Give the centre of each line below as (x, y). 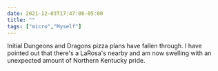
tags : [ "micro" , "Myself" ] (44, 26)
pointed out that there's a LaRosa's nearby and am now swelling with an (109, 53)
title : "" (21, 20)
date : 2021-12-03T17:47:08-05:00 (55, 13)
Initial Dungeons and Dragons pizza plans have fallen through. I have (105, 46)
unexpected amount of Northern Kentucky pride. (76, 61)
